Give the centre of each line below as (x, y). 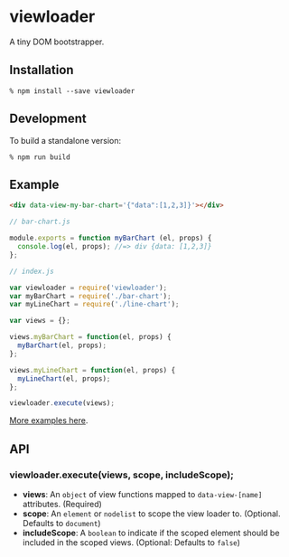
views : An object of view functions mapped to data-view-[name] (142, 494)
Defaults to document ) (61, 523)
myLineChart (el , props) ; (64, 378)
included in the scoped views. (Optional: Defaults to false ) (131, 542)
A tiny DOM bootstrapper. (57, 42)
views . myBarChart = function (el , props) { (90, 337)
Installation (42, 70)
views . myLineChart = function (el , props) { (93, 370)
